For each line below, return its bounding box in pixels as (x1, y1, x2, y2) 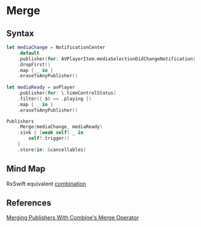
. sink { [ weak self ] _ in (17, 129, 84, 136)
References (6, 198, 51, 208)
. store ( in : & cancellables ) (17, 147, 86, 153)
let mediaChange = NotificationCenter (6, 44, 105, 50)
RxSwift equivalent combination (6, 180, 86, 187)
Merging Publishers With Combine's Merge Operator (6, 214, 139, 221)
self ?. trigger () (28, 136, 70, 142)
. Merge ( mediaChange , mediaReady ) (17, 124, 103, 130)
